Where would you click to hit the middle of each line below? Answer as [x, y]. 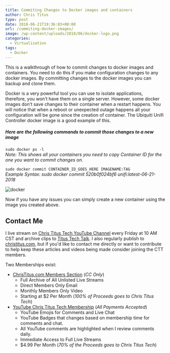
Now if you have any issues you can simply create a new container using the [85, 200]
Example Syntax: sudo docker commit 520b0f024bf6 [61, 174]
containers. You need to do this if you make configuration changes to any [82, 72]
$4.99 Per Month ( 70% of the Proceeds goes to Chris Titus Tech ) [88, 345]
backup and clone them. [31, 83]
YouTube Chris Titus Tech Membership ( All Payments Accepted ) [80, 307]
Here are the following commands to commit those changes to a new [79, 132]
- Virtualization [28, 43]
